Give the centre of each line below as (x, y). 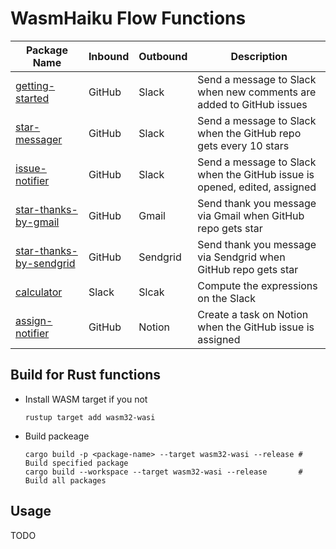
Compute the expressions (257, 285)
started (32, 98)
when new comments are (257, 92)
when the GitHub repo (249, 133)
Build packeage (57, 436)
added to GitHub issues (252, 104)
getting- (35, 85)
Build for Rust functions (86, 375)
